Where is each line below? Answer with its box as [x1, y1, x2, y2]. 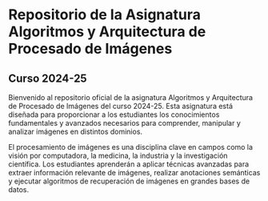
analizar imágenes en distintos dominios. [8, 127, 142, 136]
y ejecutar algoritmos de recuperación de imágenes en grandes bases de [8, 176, 250, 186]
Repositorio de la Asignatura [8, 6, 202, 24]
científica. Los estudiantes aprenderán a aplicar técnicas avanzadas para [8, 159, 250, 169]
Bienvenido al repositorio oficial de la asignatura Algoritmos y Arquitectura [8, 93, 254, 102]
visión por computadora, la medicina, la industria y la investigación [8, 151, 228, 160]
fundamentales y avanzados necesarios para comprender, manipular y [8, 119, 242, 127]
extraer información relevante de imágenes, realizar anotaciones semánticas [8, 168, 261, 177]
